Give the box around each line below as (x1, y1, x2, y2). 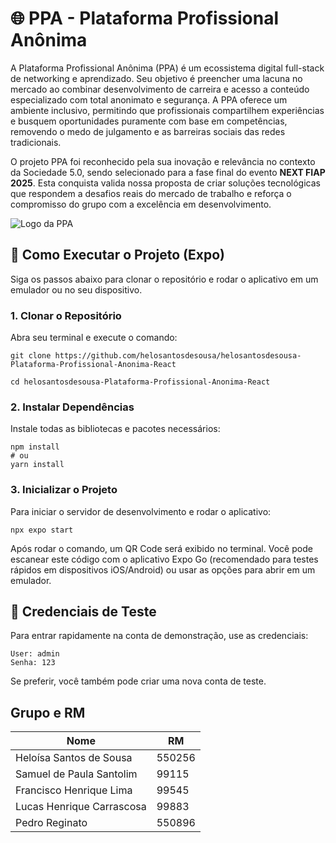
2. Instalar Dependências (10, 400, 135, 414)
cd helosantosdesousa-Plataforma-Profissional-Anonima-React (10, 377, 271, 387)
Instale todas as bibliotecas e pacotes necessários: (10, 423, 221, 435)
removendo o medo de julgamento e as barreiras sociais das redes (10, 125, 286, 137)
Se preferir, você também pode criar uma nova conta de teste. (10, 675, 267, 687)
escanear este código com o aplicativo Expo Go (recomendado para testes (10, 553, 319, 565)
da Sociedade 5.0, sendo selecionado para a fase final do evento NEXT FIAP (10, 166, 326, 178)
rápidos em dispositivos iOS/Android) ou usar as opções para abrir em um (10, 563, 316, 576)
